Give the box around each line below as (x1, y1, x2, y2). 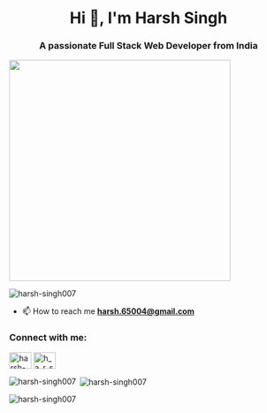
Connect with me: (9, 332, 88, 344)
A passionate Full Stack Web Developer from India (39, 40, 258, 52)
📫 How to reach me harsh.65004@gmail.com (21, 306, 195, 317)
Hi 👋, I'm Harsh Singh (69, 8, 228, 28)
